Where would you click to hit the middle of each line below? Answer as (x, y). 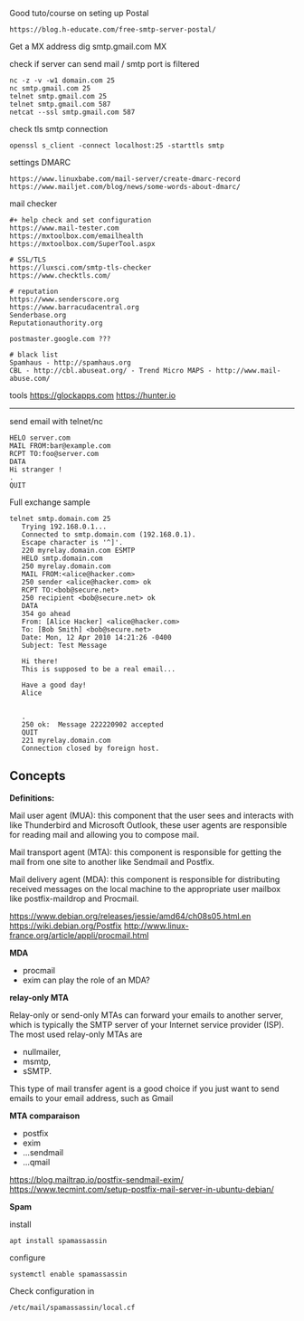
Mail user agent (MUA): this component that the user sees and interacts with (152, 815)
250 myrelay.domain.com (66, 566)
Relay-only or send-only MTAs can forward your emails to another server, (146, 1015)
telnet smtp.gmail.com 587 (60, 104)
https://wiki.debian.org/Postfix (66, 926)
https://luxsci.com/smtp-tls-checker (81, 268)
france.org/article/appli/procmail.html (79, 935)
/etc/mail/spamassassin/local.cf (72, 1307)
